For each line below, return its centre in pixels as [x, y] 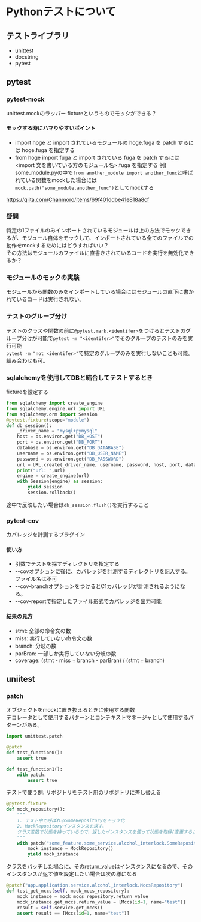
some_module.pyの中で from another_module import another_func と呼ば [104, 172]
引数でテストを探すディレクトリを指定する [67, 564]
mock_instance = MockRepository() [71, 849]
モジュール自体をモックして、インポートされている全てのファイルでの [108, 238]
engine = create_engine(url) [53, 476]
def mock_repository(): [36, 810]
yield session [45, 487]
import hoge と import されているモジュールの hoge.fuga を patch [96, 142]
